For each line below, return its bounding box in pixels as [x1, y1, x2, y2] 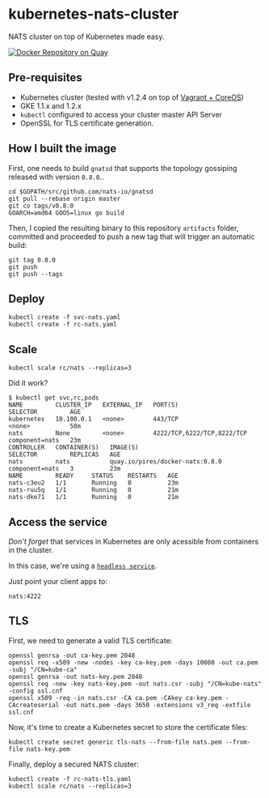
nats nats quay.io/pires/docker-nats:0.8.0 [8, 458, 222, 466]
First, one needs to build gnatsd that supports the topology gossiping [8, 163, 237, 173]
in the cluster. [8, 545, 54, 555]
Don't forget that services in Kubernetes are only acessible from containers [8, 536, 259, 546]
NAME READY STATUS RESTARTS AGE [8, 472, 179, 480]
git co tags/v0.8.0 [8, 202, 74, 210]
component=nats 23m [8, 437, 82, 445]
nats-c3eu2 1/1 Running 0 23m [8, 479, 179, 487]
